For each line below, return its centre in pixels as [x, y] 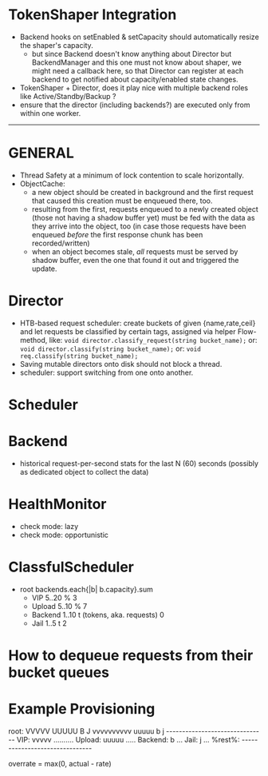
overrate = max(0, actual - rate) [60, 763]
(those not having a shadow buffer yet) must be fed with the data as [143, 217]
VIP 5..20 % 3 [54, 598]
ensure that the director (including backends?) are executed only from [135, 105]
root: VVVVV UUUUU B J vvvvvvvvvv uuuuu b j [87, 731]
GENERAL [41, 153]
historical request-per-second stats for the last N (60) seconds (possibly [139, 463]
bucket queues [59, 672]
